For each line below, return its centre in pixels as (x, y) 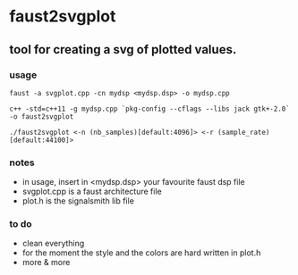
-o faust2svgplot (42, 117)
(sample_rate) (244, 132)
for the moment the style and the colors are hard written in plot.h (141, 253)
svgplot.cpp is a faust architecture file (92, 192)
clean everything (53, 244)
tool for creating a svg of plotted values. (123, 50)
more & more (46, 262)
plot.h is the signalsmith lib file (78, 201)
